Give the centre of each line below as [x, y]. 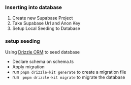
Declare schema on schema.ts [43, 61]
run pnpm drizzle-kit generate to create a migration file [69, 72]
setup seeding [23, 41]
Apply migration [28, 67]
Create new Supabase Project [42, 18]
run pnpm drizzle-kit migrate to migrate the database [69, 77]
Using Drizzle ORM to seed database [43, 52]
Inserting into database [34, 7]
